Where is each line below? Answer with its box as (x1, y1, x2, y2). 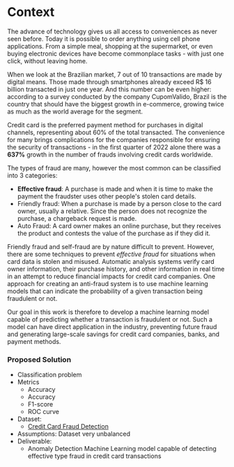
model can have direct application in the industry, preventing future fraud (7, 322, 217, 331)
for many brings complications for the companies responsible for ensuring (7, 135, 221, 143)
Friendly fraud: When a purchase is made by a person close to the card (17, 199, 221, 207)
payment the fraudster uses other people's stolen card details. (17, 192, 196, 200)
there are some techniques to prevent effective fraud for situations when (7, 250, 216, 258)
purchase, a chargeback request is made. (17, 214, 137, 223)
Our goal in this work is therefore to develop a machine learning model (7, 308, 210, 316)
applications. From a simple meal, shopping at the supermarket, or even (7, 42, 213, 50)
